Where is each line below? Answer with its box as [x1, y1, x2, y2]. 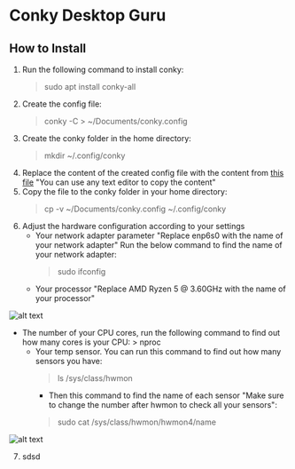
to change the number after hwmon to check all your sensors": [48, 400, 277, 409]
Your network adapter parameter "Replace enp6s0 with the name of [35, 230, 283, 241]
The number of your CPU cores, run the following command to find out [21, 328, 281, 338]
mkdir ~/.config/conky [43, 150, 126, 161]
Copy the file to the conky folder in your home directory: [21, 187, 228, 196]
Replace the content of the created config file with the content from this [21, 168, 284, 178]
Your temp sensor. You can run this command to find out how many [35, 346, 282, 356]
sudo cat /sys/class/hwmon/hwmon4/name [57, 417, 217, 427]
